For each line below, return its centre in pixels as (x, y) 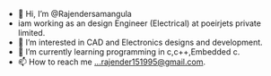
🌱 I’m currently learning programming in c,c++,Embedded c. (129, 52)
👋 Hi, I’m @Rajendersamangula (74, 14)
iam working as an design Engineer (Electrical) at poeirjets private (140, 23)
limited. (31, 33)
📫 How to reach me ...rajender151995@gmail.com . (112, 62)
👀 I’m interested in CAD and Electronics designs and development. (140, 42)
